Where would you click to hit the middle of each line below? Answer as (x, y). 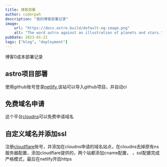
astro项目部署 (27, 74)
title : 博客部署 (20, 10)
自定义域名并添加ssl (36, 134)
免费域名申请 (25, 104)
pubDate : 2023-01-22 (27, 38)
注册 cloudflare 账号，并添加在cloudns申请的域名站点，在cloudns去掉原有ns (82, 147)
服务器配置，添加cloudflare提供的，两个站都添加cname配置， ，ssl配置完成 (83, 153)
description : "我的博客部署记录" (37, 19)
